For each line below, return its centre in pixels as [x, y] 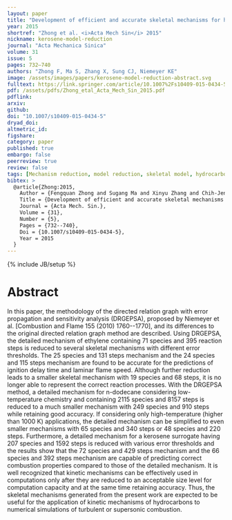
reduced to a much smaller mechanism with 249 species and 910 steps [108, 407]
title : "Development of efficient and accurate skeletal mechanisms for [114, 20]
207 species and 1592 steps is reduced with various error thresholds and [111, 443]
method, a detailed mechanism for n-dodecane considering [92, 392]
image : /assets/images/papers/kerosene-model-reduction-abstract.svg [109, 78]
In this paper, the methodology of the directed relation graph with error [108, 311]
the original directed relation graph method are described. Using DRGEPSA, [115, 334]
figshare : [21, 135]
